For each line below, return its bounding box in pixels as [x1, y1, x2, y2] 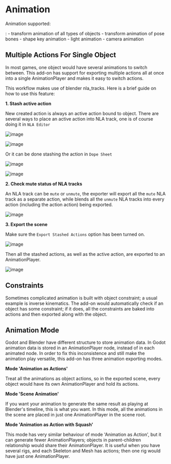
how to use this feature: [5, 91, 55, 97]
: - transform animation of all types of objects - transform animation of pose [5, 30, 165, 36]
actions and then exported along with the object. [5, 311, 107, 317]
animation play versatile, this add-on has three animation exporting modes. [5, 356, 163, 362]
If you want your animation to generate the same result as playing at [5, 401, 149, 407]
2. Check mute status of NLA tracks [5, 181, 83, 187]
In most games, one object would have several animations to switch [5, 64, 148, 70]
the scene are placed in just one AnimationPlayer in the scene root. [5, 412, 146, 418]
